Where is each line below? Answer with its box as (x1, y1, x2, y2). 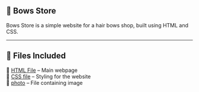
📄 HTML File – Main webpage (6, 66, 78, 74)
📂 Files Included (6, 51, 66, 61)
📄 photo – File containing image (6, 79, 83, 86)
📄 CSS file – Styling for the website (6, 72, 91, 80)
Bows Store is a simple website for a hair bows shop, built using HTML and (6, 21, 188, 28)
